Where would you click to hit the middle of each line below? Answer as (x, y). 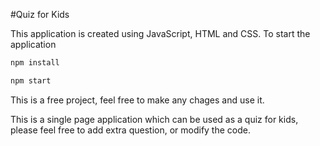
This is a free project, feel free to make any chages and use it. (137, 100)
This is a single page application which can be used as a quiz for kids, (154, 119)
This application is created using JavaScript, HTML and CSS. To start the (160, 33)
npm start (31, 80)
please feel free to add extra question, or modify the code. (130, 130)
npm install (35, 63)
